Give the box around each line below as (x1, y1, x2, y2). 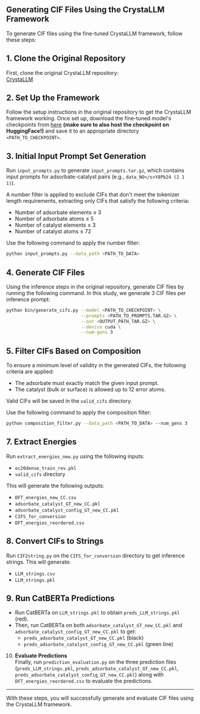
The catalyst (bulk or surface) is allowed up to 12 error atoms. (14, 386, 166, 393)
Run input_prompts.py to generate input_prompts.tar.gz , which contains (6, 167, 185, 174)
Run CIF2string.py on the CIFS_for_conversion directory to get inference (6, 552, 185, 559)
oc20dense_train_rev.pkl (14, 465, 77, 471)
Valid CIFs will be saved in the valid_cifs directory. (6, 397, 133, 405)
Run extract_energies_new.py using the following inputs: (6, 452, 145, 460)
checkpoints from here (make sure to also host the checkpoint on (6, 121, 170, 129)
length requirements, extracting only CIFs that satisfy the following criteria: (6, 198, 189, 205)
